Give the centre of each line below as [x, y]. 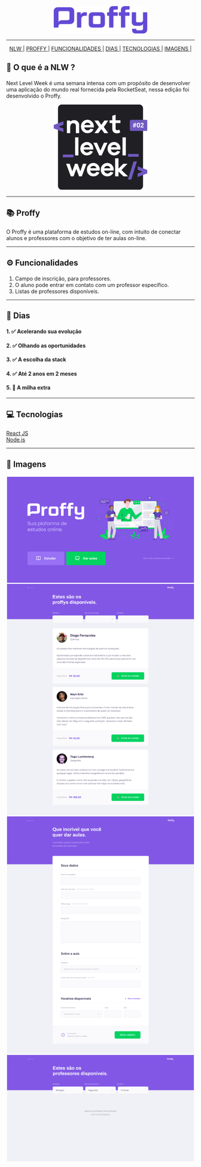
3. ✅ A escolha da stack [36, 359]
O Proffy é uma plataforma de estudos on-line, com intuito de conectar [94, 232]
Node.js [16, 440]
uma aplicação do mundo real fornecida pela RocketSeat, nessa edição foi [98, 90]
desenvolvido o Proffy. [34, 96]
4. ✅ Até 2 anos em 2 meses [42, 373]
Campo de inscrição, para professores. [63, 279]
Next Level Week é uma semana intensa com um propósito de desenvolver [98, 83]
